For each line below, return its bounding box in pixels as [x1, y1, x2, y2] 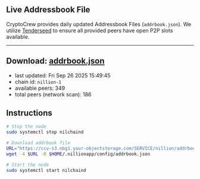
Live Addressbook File [6, 5, 90, 15]
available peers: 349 [14, 84, 65, 92]
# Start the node [6, 162, 49, 168]
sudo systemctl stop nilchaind [6, 129, 84, 136]
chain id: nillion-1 [14, 78, 61, 85]
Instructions [6, 108, 52, 118]
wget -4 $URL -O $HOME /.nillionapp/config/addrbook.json [6, 151, 151, 157]
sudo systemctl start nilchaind [6, 167, 86, 173]
